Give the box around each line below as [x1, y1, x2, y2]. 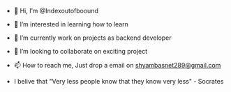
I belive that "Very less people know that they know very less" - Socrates [13, 77, 224, 85]
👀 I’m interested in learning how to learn [13, 20, 129, 28]
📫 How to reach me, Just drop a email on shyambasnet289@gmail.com [13, 61, 221, 69]
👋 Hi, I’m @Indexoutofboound [13, 7, 99, 15]
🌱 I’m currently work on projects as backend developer [13, 33, 172, 42]
